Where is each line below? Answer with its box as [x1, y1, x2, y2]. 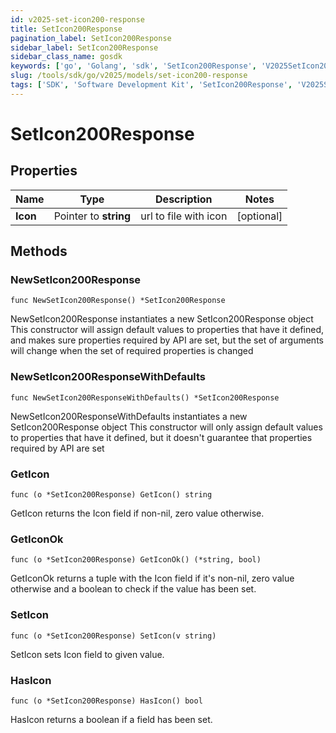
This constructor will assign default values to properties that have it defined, [10, 324, 325, 336]
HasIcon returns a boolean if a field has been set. [10, 713, 213, 725]
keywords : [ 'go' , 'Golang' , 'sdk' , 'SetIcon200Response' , [10, 61, 257, 71]
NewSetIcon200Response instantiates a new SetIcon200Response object [10, 313, 314, 325]
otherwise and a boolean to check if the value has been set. [10, 583, 257, 595]
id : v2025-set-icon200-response [10, 14, 145, 25]
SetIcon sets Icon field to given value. [10, 648, 165, 660]
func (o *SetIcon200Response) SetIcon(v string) [10, 631, 217, 641]
